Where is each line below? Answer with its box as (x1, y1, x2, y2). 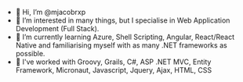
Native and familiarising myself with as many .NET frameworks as (15, 41, 227, 50)
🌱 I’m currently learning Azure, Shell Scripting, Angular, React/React (15, 32, 235, 41)
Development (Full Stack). (15, 24, 100, 33)
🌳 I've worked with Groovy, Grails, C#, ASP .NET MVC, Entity (15, 57, 212, 66)
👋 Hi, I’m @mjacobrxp (15, 8, 86, 16)
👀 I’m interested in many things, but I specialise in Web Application (15, 16, 230, 25)
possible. (15, 49, 45, 58)
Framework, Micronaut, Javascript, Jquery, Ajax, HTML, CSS (15, 66, 212, 74)
